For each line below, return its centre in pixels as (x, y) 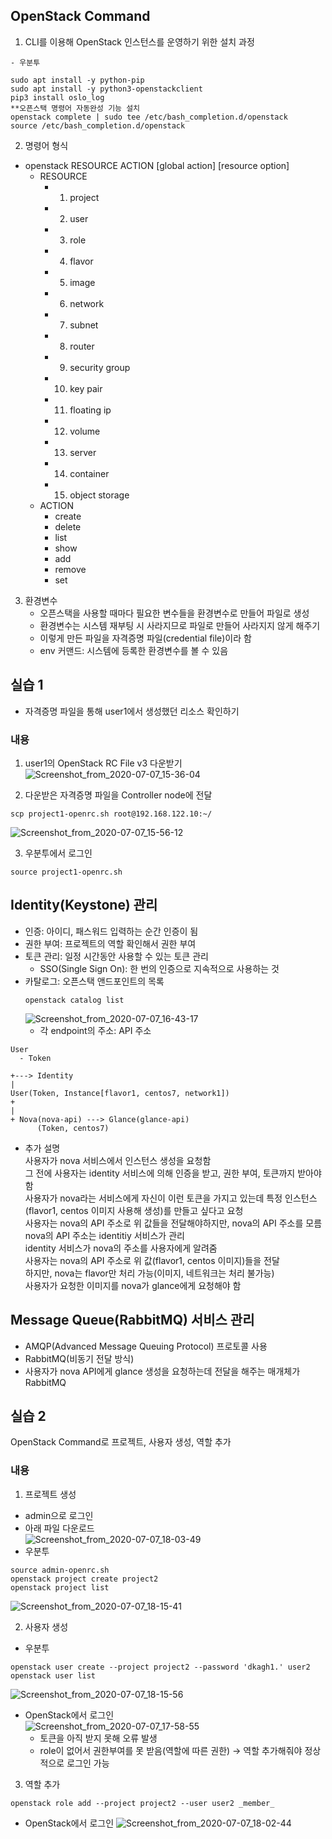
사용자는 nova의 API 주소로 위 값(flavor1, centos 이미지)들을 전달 (152, 1260)
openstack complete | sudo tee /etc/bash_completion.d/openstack (149, 117)
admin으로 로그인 (59, 1515)
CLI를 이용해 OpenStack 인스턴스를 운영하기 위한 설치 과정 (139, 41)
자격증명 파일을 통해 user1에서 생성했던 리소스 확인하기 (132, 711)
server (83, 452)
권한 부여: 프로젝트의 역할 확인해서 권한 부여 (110, 943)
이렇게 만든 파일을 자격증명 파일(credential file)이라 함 (145, 638)
